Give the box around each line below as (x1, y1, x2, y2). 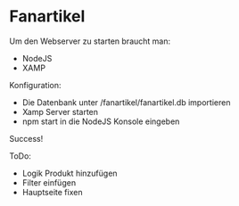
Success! (9, 133, 44, 144)
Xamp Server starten (21, 106, 99, 117)
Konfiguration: (9, 79, 62, 90)
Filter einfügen (21, 177, 77, 188)
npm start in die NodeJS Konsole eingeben (21, 116, 180, 127)
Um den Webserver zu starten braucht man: (9, 36, 171, 46)
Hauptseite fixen (21, 186, 83, 197)
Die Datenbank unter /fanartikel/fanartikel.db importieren (21, 96, 231, 108)
